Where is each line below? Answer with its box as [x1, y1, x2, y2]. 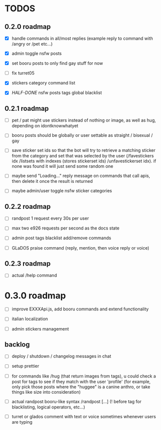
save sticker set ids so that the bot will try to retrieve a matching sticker [11, 148, 156, 153]
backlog [4, 340, 30, 349]
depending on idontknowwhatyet [11, 123, 79, 129]
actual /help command [11, 273, 57, 278]
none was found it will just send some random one [11, 163, 114, 169]
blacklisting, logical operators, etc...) [11, 404, 85, 410]
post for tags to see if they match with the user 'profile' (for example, [11, 379, 151, 384]
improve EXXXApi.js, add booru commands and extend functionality [11, 306, 149, 312]
